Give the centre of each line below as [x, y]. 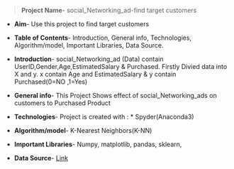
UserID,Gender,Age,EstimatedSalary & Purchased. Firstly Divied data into [121, 66]
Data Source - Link [41, 158]
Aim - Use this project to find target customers [82, 24]
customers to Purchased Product [62, 103]
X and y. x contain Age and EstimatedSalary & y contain [95, 74]
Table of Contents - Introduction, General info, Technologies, [103, 38]
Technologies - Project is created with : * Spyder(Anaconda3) [104, 117]
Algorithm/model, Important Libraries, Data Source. [89, 45]
